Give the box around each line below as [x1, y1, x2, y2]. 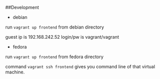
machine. [5, 69, 25, 75]
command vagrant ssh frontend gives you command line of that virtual [5, 64, 155, 69]
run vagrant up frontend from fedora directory [5, 54, 104, 60]
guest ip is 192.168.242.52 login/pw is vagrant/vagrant [5, 34, 119, 40]
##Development [5, 5, 39, 10]
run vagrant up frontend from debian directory [5, 24, 104, 30]
